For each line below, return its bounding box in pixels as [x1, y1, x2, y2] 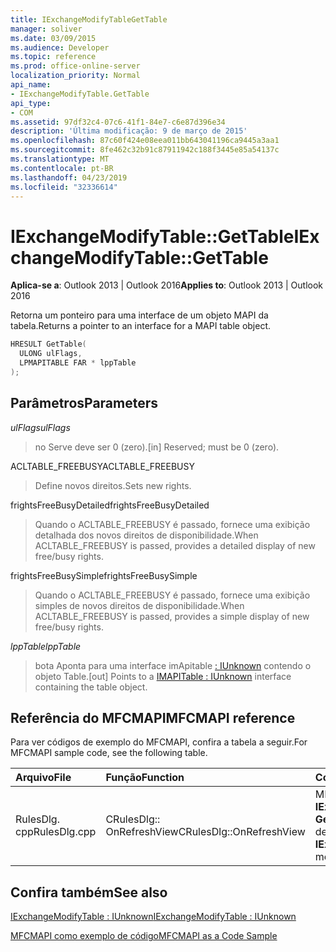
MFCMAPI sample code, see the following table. [10, 747, 208, 759]
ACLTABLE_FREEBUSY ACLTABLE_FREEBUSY [10, 460, 195, 472]
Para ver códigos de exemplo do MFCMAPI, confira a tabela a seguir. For [10, 736, 308, 748]
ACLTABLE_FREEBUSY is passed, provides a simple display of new [34, 610, 310, 622]
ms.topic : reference [10, 52, 97, 62]
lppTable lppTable [10, 640, 82, 652]
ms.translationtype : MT [10, 154, 110, 164]
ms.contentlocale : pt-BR [10, 163, 114, 173]
